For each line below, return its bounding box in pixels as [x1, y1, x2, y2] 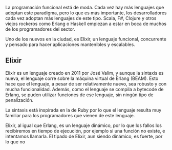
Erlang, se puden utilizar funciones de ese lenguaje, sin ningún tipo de [5, 92, 154, 98]
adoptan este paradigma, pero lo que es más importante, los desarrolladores [5, 10, 167, 16]
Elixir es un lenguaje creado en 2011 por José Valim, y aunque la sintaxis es [5, 70, 164, 76]
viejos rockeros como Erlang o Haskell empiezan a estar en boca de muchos [5, 20, 167, 27]
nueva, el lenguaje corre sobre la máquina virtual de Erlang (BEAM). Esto [5, 75, 159, 81]
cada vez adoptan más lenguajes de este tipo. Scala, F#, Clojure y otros [5, 15, 157, 21]
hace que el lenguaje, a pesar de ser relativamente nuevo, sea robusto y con [5, 80, 167, 87]
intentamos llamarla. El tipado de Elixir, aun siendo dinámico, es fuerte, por [5, 133, 163, 139]
